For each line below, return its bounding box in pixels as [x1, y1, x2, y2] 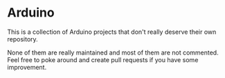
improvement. [7, 63, 47, 71]
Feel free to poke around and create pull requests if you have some [7, 55, 199, 64]
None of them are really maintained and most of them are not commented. [7, 48, 219, 57]
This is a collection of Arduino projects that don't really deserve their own [7, 28, 217, 36]
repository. [7, 35, 38, 43]
